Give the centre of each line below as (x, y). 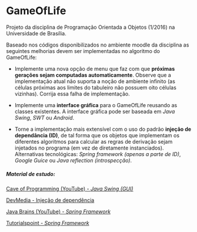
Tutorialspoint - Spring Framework (48, 223)
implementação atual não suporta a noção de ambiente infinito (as (95, 81)
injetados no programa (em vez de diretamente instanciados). (89, 148)
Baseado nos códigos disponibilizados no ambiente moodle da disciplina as (98, 45)
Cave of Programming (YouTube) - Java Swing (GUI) (70, 188)
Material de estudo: (31, 174)
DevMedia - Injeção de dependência (50, 200)
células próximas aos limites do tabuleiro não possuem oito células (95, 87)
